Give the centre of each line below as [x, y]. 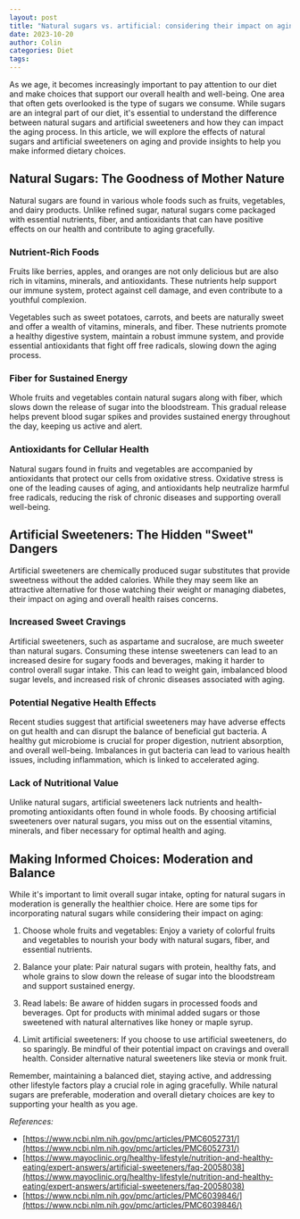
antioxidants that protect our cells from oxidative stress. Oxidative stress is [146, 478]
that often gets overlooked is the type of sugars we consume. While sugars [147, 103]
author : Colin [36, 42]
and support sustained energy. [79, 986]
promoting [28, 812]
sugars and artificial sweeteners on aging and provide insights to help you [145, 141]
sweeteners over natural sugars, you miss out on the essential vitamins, [141, 822]
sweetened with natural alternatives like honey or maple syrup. [137, 1023]
